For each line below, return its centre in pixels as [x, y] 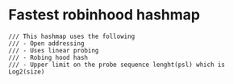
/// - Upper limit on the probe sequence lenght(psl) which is [117, 65]
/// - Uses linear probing [54, 50]
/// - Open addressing [46, 43]
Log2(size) [27, 71]
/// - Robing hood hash [48, 57]
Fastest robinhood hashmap [104, 15]
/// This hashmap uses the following [72, 36]
